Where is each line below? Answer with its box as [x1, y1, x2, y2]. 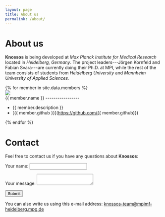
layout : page [5, 7, 32, 12]
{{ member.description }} [12, 105, 63, 110]
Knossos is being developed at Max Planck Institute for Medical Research [5, 54, 157, 60]
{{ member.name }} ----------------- [5, 95, 80, 101]
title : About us [5, 12, 39, 17]
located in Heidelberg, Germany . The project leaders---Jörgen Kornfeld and [5, 59, 160, 65]
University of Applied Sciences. [5, 75, 69, 81]
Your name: [5, 163, 29, 169]
